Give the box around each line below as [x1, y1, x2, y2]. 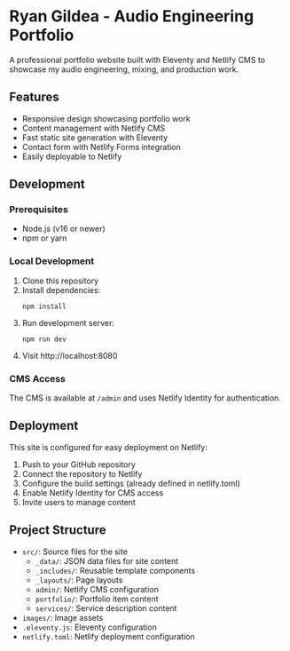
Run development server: [21, 317, 115, 328]
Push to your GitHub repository [21, 459, 136, 470]
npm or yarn [21, 233, 67, 243]
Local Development [9, 255, 95, 267]
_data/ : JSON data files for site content [35, 555, 179, 566]
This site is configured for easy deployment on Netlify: [9, 441, 208, 452]
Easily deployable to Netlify [21, 151, 122, 162]
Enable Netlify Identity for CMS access [21, 487, 164, 498]
